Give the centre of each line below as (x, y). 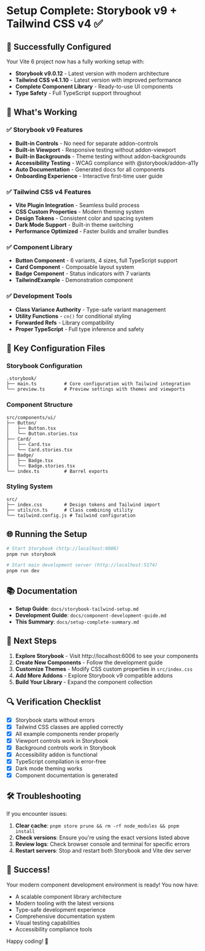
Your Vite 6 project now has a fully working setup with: (75, 61)
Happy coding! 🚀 (28, 941)
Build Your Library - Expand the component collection (84, 682)
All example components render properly (67, 734)
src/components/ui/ (31, 417)
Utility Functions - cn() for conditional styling (73, 316)
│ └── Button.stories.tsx (42, 434)
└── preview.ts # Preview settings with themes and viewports (96, 389)
